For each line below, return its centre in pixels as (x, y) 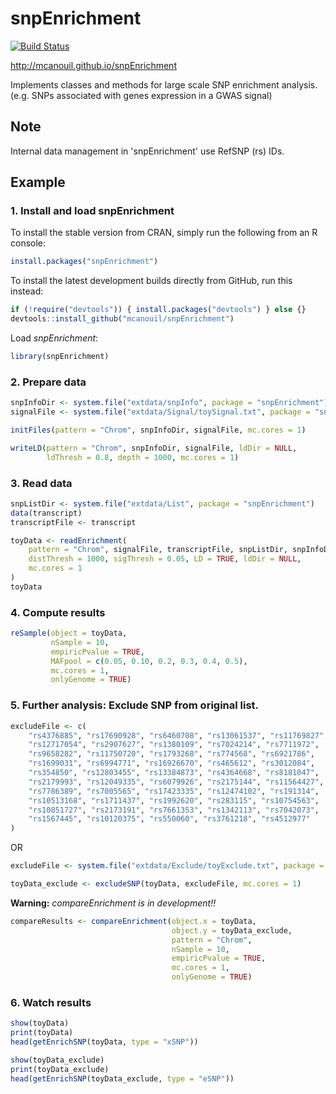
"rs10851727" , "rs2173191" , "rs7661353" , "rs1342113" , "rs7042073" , (174, 810)
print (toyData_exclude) (60, 1069)
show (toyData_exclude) (57, 1060)
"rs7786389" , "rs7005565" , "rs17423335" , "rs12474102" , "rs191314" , (174, 791)
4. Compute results (58, 612)
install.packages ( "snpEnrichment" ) (84, 262)
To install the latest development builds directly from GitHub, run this (151, 281)
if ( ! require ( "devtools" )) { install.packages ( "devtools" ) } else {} (158, 310)
